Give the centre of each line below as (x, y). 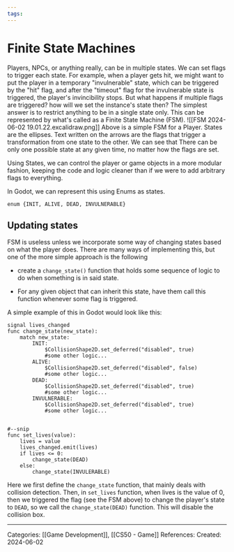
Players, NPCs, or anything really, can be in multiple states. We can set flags (117, 68)
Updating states (43, 225)
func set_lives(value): (42, 435)
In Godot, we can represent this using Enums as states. (86, 191)
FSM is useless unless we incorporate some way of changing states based (114, 242)
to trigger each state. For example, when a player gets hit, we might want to (116, 75)
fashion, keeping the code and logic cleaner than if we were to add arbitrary (116, 170)
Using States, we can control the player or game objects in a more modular (115, 163)
